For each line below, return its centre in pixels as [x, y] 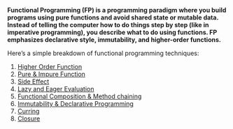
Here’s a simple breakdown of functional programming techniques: [103, 53]
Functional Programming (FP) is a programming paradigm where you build [117, 10]
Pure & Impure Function [51, 74]
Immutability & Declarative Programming [76, 104]
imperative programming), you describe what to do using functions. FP [112, 32]
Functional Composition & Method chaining [79, 96]
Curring [28, 111]
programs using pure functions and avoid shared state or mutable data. [113, 17]
